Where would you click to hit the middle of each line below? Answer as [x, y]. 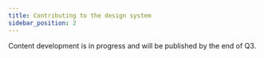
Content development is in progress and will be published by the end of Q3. [132, 45]
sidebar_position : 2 [43, 23]
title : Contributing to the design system [80, 15]
